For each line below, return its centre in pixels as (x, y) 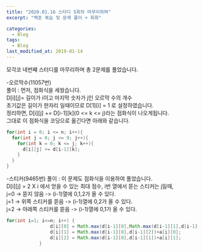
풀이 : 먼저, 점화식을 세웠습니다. (44, 90)
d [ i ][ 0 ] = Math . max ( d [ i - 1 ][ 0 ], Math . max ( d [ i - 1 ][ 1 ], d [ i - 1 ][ (125, 226)
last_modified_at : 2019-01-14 (45, 52)
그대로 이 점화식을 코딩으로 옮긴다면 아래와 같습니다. (68, 120)
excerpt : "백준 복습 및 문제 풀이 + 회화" (54, 18)
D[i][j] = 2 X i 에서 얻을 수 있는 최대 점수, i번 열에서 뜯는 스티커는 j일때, (90, 186)
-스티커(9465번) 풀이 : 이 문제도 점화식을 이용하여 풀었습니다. (80, 178)
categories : (21, 29)
